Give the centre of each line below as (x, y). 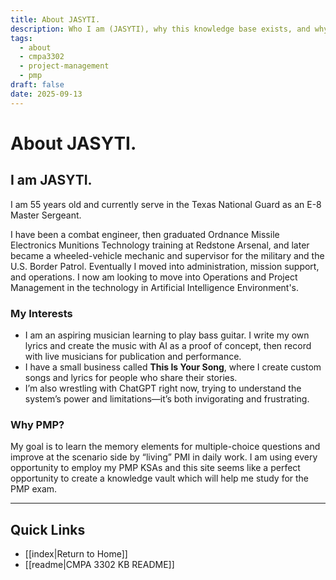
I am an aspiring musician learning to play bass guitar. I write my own (167, 335)
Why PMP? (37, 424)
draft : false (37, 85)
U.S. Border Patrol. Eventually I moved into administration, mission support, (165, 266)
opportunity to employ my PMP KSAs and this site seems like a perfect (155, 468)
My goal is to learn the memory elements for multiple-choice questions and (165, 447)
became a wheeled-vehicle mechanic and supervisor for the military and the (167, 255)
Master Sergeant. (46, 215)
